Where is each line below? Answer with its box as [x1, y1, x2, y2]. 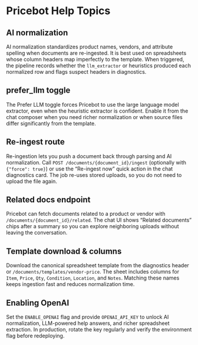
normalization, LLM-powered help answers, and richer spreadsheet [6, 320, 170, 327]
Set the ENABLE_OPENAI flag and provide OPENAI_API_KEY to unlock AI [6, 314, 169, 321]
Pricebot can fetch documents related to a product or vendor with [6, 211, 166, 218]
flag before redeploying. [6, 332, 65, 340]
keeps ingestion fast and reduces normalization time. [6, 281, 135, 288]
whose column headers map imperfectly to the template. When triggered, [6, 56, 184, 63]
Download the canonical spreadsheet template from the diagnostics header [6, 262, 190, 269]
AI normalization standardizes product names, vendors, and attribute [6, 43, 173, 50]
